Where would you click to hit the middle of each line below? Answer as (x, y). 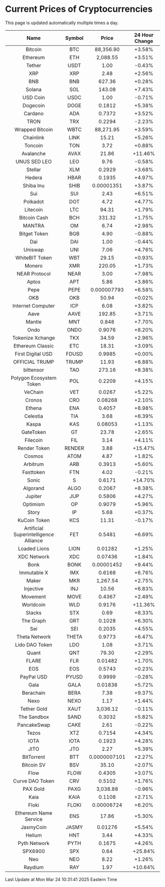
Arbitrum (34, 464)
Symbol (74, 38)
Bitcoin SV (34, 765)
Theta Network (34, 637)
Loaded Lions (34, 548)
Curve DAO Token (34, 781)
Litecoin (34, 210)
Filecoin (34, 440)
